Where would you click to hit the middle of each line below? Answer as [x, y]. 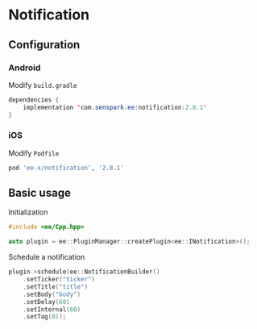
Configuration [44, 45]
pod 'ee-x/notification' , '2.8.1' [66, 168]
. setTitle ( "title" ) [56, 287]
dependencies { [34, 100]
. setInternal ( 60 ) [52, 309]
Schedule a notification [47, 257]
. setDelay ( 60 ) [46, 302]
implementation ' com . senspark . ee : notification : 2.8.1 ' [115, 107]
